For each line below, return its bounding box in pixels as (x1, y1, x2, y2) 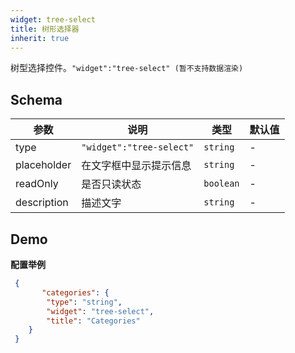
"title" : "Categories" (46, 316, 141, 326)
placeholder (15, 158, 72, 172)
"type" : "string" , (46, 297, 123, 307)
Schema (10, 91, 63, 108)
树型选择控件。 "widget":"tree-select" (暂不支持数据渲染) (10, 62, 244, 74)
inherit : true (10, 33, 70, 43)
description (15, 196, 69, 210)
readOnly (15, 177, 59, 191)
